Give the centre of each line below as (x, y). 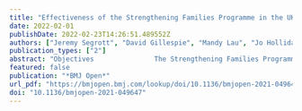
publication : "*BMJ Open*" (60, 76)
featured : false (40, 68)
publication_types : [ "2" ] (58, 51)
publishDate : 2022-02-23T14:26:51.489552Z (90, 34)
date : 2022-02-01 (42, 26)
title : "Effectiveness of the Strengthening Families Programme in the (146, 17)
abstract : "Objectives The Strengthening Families (134, 59)
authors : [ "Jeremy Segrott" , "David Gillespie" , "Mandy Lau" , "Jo (136, 43)
